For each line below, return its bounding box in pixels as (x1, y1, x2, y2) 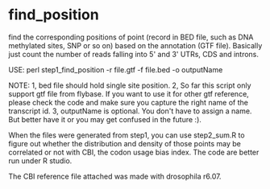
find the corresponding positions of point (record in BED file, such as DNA (8, 32, 254, 42)
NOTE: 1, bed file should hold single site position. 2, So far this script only (8, 80, 251, 90)
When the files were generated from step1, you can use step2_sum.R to (8, 130, 245, 140)
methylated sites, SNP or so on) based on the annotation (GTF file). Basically (8, 40, 263, 50)
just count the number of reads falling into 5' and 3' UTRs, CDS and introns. (8, 49, 260, 59)
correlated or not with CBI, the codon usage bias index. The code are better (8, 147, 260, 157)
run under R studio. (8, 155, 73, 166)
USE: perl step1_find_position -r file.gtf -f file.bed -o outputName (8, 64, 223, 74)
